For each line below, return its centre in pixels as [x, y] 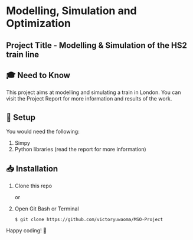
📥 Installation [32, 169]
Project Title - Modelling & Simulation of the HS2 [97, 45]
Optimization [38, 23]
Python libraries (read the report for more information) [80, 150]
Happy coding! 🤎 [27, 231]
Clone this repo [33, 186]
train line [23, 54]
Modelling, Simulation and [71, 11]
